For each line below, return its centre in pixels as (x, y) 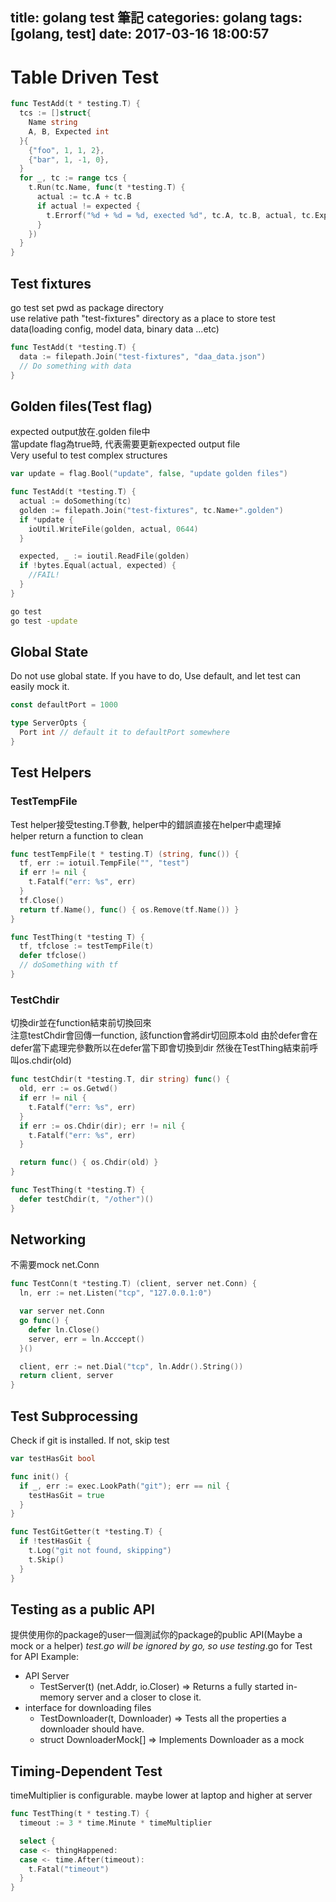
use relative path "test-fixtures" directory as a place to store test (143, 319)
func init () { (40, 1476)
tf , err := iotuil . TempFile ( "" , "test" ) (104, 863)
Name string (53, 123)
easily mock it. (40, 687)
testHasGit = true (66, 1495)
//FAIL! (44, 575)
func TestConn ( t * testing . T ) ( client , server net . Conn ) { (133, 1284)
